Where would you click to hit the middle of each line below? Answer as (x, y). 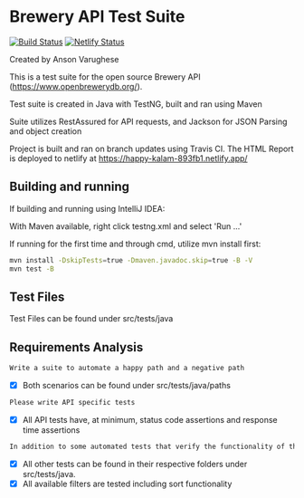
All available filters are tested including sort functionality (127, 484)
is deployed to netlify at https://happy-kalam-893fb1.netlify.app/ (128, 158)
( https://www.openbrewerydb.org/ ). (76, 86)
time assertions (51, 430)
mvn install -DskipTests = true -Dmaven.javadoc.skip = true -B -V (131, 260)
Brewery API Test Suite (97, 17)
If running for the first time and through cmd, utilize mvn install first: (135, 244)
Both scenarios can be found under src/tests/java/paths (126, 385)
